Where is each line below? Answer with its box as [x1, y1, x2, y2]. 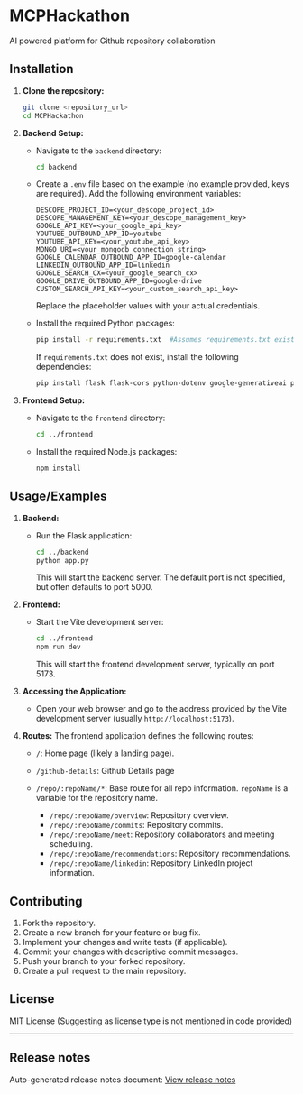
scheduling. [49, 839, 93, 850]
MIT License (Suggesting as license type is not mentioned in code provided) [9, 1016, 293, 1026]
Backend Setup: [22, 127, 84, 138]
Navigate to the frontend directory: [35, 412, 166, 424]
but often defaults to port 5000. [35, 582, 153, 593]
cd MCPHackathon [22, 111, 84, 120]
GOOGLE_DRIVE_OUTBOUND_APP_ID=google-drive [35, 277, 203, 286]
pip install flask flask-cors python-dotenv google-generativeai [35, 379, 287, 388]
